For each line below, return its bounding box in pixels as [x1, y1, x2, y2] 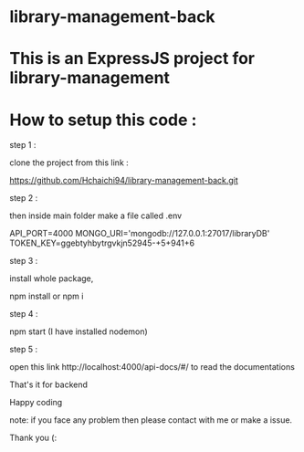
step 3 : [9, 256, 38, 267]
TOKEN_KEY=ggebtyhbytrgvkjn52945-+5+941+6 [9, 237, 194, 248]
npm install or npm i [9, 290, 84, 302]
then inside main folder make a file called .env [9, 210, 183, 221]
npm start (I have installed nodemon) [9, 326, 148, 337]
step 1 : [9, 140, 37, 151]
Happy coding [9, 397, 63, 408]
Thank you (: [9, 432, 58, 444]
